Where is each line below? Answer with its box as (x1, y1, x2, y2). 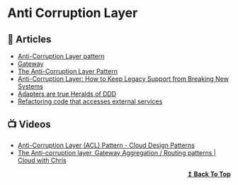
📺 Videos (7, 118, 51, 130)
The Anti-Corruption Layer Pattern (17, 67, 118, 75)
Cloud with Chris (17, 156, 67, 164)
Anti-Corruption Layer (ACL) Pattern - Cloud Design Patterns (17, 140, 195, 150)
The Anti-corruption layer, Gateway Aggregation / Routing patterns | (17, 148, 216, 157)
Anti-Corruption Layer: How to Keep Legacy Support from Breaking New (17, 74, 229, 83)
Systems (17, 82, 44, 90)
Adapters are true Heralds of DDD (17, 90, 117, 98)
